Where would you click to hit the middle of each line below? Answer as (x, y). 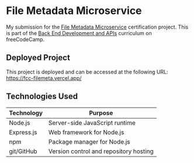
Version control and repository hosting (101, 151)
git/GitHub (23, 151)
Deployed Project (38, 58)
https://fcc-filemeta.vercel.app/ (44, 78)
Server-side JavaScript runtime (92, 123)
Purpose (101, 113)
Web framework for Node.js (86, 132)
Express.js (23, 132)
